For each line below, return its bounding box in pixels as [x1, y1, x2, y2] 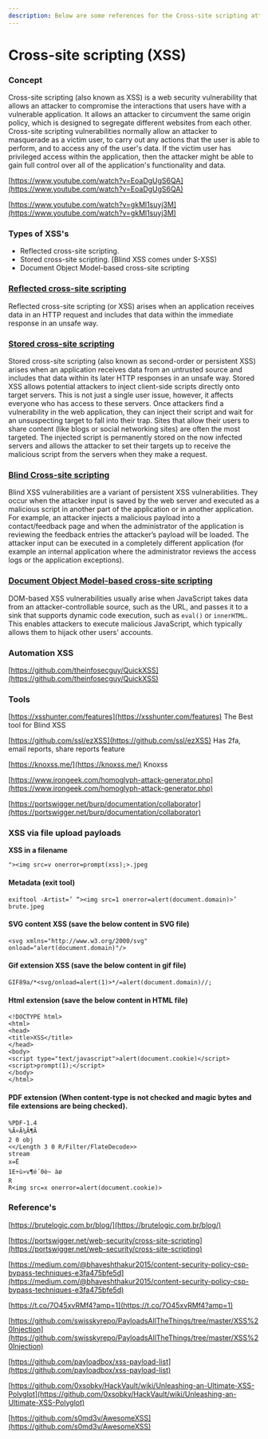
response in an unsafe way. [8, 318, 99, 328]
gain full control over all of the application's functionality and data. [8, 160, 226, 170]
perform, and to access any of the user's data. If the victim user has [8, 144, 231, 153]
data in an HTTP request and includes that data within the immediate [8, 309, 234, 319]
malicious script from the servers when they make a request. [8, 450, 208, 459]
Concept [8, 74, 42, 85]
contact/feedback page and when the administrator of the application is [8, 522, 245, 531]
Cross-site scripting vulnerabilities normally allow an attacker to [8, 127, 218, 136]
